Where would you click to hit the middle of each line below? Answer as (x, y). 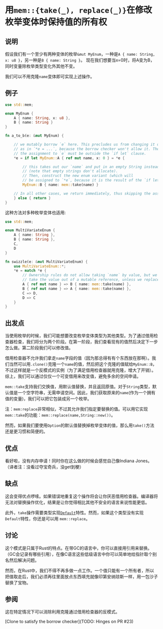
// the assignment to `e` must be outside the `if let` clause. (80, 153)
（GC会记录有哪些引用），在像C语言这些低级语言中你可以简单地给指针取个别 (81, 554)
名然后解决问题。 (22, 560)
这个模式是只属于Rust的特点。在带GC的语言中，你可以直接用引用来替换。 (78, 548)
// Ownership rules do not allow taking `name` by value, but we (90, 275)
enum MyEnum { (19, 113)
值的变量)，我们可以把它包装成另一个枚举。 (49, 399)
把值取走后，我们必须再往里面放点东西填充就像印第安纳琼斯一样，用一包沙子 (81, 576)
